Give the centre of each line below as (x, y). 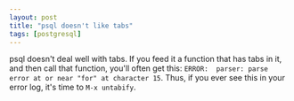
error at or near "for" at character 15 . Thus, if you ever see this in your (147, 78)
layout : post (33, 17)
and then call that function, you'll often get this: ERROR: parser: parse (139, 68)
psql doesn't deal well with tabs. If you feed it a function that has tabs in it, (146, 59)
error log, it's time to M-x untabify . (73, 87)
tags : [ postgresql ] (45, 34)
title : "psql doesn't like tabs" (71, 26)
